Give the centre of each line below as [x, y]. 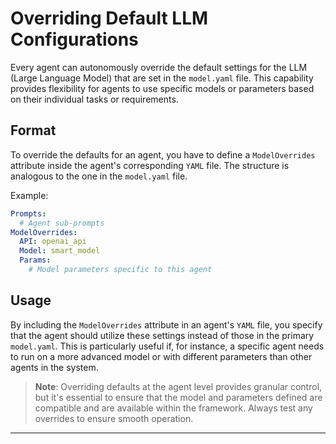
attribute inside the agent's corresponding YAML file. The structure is [150, 165]
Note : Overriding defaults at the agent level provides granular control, [178, 386]
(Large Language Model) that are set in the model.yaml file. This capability [162, 78]
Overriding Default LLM [109, 18]
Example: [29, 195]
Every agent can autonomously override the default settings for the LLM [159, 67]
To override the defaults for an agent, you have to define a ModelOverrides [163, 154]
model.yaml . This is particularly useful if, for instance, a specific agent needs [167, 346]
